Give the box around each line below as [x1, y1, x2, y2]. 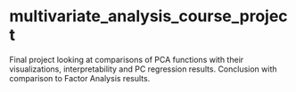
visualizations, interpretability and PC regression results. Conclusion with [9, 64, 278, 74]
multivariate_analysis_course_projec [9, 6, 288, 27]
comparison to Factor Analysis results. [9, 73, 151, 83]
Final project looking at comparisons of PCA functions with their [9, 54, 244, 65]
